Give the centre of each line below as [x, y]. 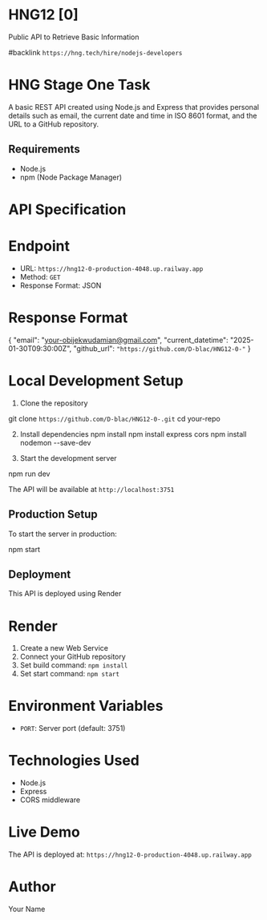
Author [32, 887]
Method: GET [40, 276]
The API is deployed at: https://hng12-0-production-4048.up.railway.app [130, 854]
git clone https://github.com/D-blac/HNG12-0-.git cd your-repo [114, 418]
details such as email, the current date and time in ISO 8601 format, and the [133, 115]
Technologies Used [74, 761]
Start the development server [69, 458]
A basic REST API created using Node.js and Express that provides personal [133, 107]
